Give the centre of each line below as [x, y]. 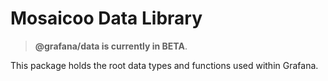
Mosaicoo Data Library [106, 18]
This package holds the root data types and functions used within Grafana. [164, 65]
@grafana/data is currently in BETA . [111, 46]
